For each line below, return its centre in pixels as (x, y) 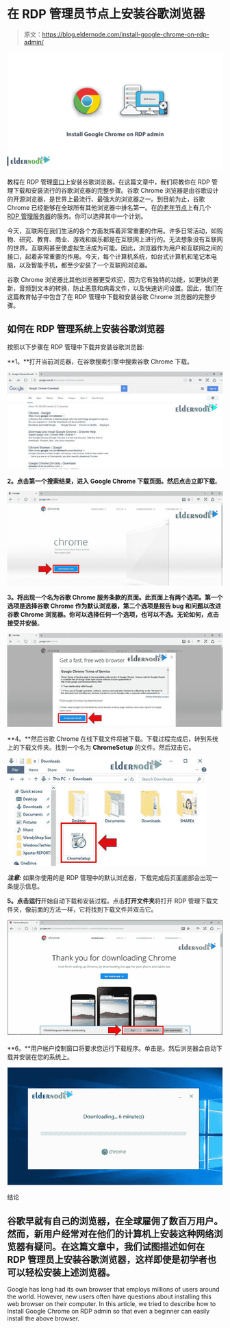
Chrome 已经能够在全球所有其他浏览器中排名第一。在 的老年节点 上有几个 (109, 208)
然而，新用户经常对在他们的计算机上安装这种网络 (111, 1234)
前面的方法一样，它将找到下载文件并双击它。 (94, 909)
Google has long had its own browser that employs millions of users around (114, 1290)
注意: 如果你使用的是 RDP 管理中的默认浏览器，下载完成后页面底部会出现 (110, 877)
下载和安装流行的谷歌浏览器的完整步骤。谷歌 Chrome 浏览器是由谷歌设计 (116, 191)
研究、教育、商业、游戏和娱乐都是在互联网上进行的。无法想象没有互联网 (121, 239)
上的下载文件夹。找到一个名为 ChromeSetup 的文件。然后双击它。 (101, 747)
